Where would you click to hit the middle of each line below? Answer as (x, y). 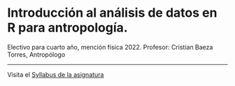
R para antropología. (67, 28)
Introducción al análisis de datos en (112, 13)
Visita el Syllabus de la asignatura (56, 74)
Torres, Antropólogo (36, 55)
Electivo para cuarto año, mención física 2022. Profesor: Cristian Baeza (110, 47)
